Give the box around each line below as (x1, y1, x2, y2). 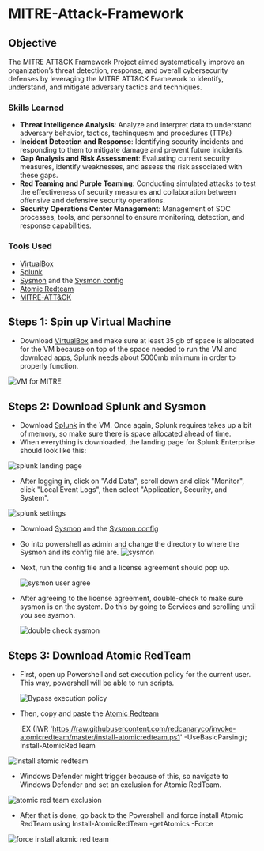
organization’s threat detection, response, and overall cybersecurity (8, 66, 228, 75)
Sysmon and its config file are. (19, 547, 119, 558)
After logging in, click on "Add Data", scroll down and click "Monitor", (19, 476, 245, 486)
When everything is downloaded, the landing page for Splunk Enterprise (19, 437, 255, 447)
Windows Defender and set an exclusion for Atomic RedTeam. (19, 780, 222, 789)
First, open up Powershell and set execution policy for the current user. (19, 670, 251, 679)
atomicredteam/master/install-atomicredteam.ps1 (19, 732, 180, 742)
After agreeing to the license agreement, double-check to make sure (19, 594, 243, 603)
